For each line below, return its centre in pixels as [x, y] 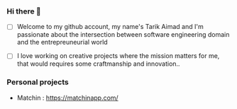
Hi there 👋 [24, 11]
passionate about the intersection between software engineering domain [123, 35]
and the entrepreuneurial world [62, 42]
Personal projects [38, 82]
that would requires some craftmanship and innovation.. [98, 64]
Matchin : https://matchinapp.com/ [67, 98]
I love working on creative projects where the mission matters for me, [118, 56]
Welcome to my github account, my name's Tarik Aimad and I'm [110, 27]
